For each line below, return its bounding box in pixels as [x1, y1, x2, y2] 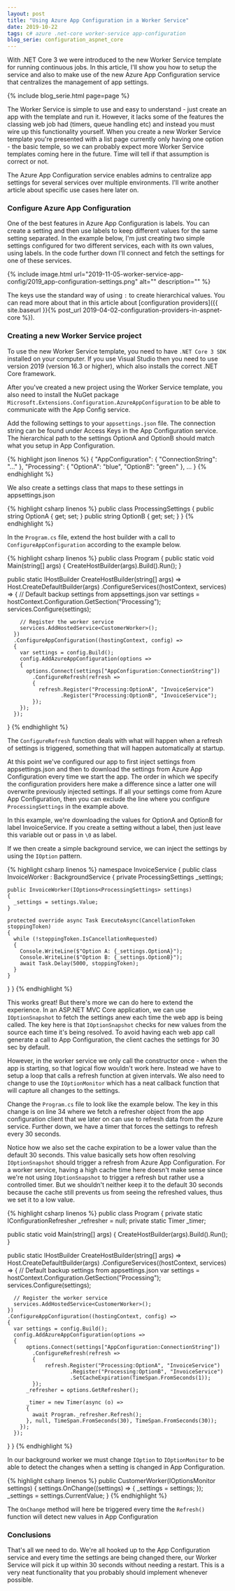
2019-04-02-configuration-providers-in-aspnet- [83, 306, 222, 314]
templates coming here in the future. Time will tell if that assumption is [7, 150, 210, 159]
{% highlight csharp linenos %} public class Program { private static [7, 1209, 203, 1217]
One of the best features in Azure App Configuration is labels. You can [7, 219, 210, 228]
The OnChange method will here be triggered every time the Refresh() [7, 1505, 205, 1513]
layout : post [7, 10, 45, 18]
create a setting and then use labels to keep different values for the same [7, 227, 218, 235]
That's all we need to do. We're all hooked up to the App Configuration [7, 1546, 211, 1555]
